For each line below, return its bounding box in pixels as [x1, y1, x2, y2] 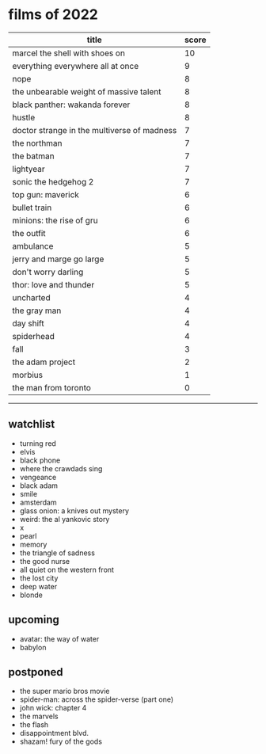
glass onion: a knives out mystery [19, 505, 129, 516]
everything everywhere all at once [12, 60, 139, 71]
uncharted [12, 291, 51, 303]
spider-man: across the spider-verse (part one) [19, 695, 174, 704]
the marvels [19, 711, 59, 722]
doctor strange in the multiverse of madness [12, 124, 177, 135]
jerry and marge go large [12, 253, 104, 265]
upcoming [8, 613, 59, 626]
